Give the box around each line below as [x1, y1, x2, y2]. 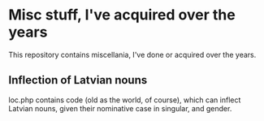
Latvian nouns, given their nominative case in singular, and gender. [8, 103, 232, 113]
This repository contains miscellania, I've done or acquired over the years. [8, 50, 257, 59]
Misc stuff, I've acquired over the [8, 6, 236, 24]
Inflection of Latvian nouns [8, 73, 148, 87]
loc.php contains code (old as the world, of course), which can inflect [8, 95, 241, 105]
